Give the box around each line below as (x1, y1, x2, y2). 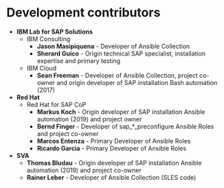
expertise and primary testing (36, 56, 121, 64)
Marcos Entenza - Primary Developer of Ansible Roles (36, 137, 191, 145)
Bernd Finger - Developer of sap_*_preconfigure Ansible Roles (36, 122, 214, 130)
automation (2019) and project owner (36, 115, 142, 123)
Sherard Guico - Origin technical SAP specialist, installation (36, 49, 205, 58)
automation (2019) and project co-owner (26, 166, 142, 174)
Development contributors (6, 5, 161, 21)
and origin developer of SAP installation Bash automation (56, 78, 218, 86)
